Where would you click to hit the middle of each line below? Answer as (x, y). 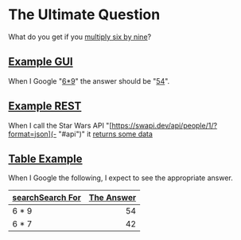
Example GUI (41, 62)
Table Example (45, 158)
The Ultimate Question (84, 15)
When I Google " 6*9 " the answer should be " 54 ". (89, 81)
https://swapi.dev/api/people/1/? (164, 125)
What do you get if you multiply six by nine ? (80, 37)
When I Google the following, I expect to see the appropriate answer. (120, 178)
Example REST (45, 106)
